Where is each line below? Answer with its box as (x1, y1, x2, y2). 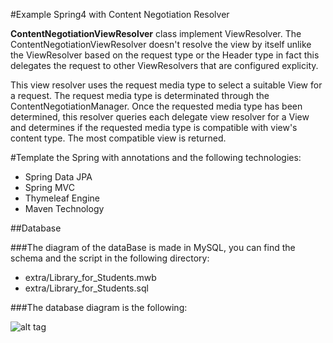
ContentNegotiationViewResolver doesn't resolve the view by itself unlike (10, 39, 312, 50)
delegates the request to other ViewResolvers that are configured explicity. (10, 60, 319, 71)
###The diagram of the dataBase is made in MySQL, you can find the (10, 242, 296, 253)
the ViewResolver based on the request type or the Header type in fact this (10, 49, 320, 61)
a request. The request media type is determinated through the (10, 90, 270, 101)
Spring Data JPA (24, 171, 93, 183)
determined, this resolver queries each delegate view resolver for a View (10, 111, 310, 123)
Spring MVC (24, 182, 76, 193)
